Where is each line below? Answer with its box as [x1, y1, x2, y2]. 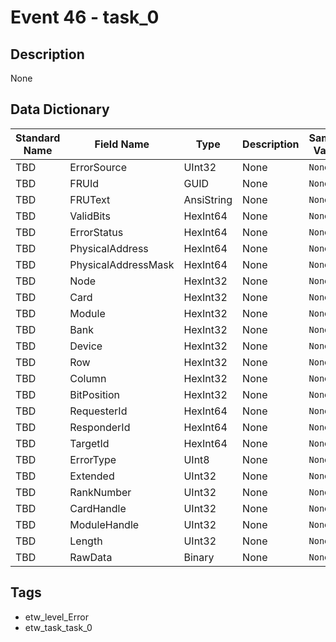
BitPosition [69, 387, 121, 401]
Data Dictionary [10, 101, 110, 118]
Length [69, 534, 103, 548]
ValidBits [69, 209, 111, 223]
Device [69, 339, 103, 353]
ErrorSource [69, 160, 128, 174]
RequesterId [69, 404, 128, 418]
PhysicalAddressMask [69, 257, 175, 271]
